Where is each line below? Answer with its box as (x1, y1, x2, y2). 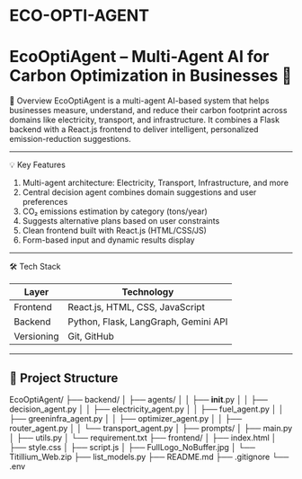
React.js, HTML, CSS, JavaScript (67, 301, 205, 314)
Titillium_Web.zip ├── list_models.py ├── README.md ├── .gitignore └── (9, 451, 289, 462)
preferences (22, 197, 68, 208)
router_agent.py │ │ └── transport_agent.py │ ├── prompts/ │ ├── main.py (9, 422, 293, 433)
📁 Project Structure (9, 370, 119, 386)
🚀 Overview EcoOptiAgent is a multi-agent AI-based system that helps (9, 95, 270, 106)
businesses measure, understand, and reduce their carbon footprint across (9, 105, 288, 116)
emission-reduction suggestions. (9, 134, 132, 145)
